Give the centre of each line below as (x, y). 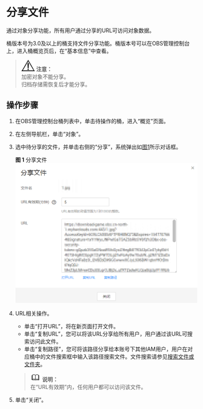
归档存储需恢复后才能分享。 (56, 84)
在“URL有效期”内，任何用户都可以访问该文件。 (88, 387)
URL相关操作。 (34, 313)
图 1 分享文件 (31, 160)
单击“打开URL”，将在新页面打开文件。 (72, 326)
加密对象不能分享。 (45, 76)
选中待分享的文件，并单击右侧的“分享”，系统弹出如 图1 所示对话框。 (98, 147)
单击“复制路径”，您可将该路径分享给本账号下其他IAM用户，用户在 (106, 349)
